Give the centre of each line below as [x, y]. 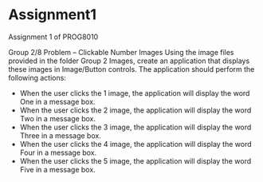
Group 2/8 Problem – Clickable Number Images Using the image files [121, 52]
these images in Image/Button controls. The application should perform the [131, 69]
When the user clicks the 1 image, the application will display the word [135, 93]
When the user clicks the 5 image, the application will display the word [135, 160]
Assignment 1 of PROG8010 [53, 37]
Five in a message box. [57, 169]
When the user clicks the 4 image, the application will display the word [136, 144]
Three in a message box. [60, 135]
